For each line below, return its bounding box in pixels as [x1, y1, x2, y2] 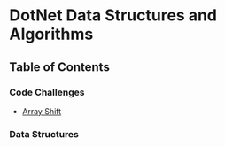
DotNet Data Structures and [9, 5, 218, 26]
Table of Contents [9, 59, 111, 74]
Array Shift [21, 105, 62, 116]
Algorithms [9, 24, 94, 44]
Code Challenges [9, 86, 85, 98]
